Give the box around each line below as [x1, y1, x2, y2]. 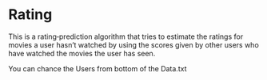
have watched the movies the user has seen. [8, 48, 156, 58]
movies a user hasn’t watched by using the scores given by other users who [8, 40, 260, 49]
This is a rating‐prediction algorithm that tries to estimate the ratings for [8, 32, 244, 41]
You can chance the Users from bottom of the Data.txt [8, 63, 187, 73]
